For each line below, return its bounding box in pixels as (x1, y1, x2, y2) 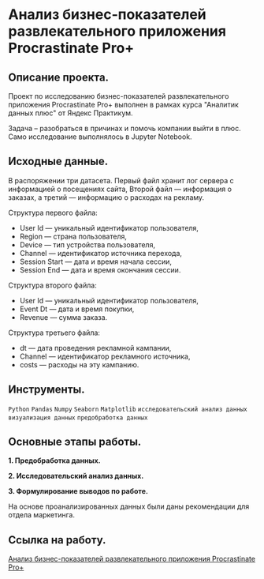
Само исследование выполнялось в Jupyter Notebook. (8, 132, 192, 141)
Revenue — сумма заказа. (19, 312, 108, 321)
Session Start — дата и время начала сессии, (19, 257, 172, 266)
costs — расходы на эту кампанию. (19, 359, 139, 369)
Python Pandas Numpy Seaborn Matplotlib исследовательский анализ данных (8, 405, 248, 413)
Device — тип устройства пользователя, (19, 239, 156, 250)
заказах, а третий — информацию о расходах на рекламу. (8, 192, 205, 202)
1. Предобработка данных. (8, 456, 101, 465)
